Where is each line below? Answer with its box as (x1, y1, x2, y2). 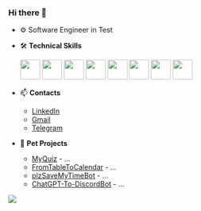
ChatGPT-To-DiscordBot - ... (31, 179, 125, 189)
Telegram (31, 123, 64, 133)
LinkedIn (31, 106, 60, 116)
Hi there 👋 (8, 7, 48, 18)
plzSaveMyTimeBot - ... (31, 171, 109, 181)
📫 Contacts (19, 88, 61, 98)
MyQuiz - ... (31, 154, 71, 163)
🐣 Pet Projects (19, 139, 68, 148)
